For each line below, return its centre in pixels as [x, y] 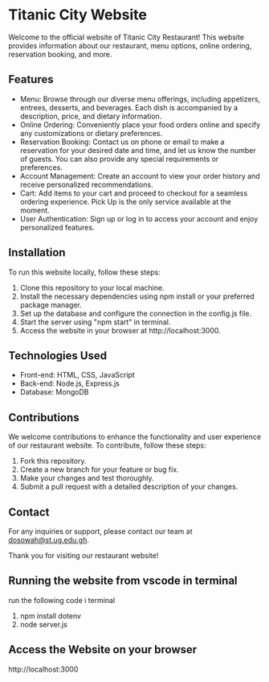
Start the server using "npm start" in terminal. [95, 322]
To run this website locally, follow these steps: [84, 272]
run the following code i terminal [62, 600]
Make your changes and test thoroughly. [87, 478]
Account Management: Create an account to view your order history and [140, 176]
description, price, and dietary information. [91, 116]
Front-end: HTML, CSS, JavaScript [77, 375]
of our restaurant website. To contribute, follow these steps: [107, 445]
